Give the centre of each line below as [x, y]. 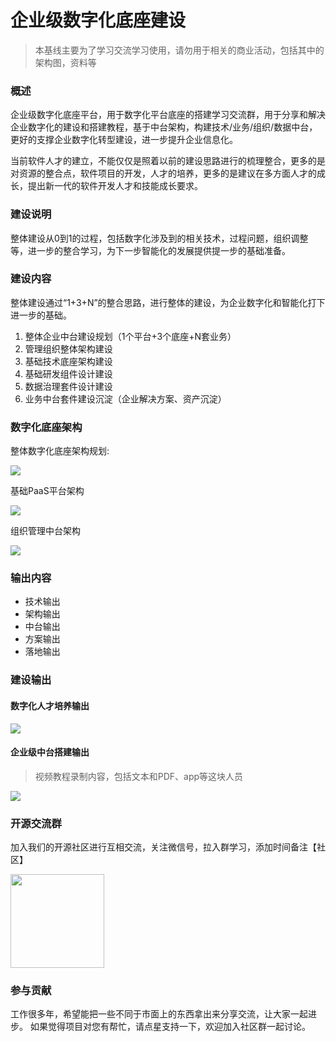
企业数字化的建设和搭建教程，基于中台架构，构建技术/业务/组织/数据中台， [164, 127]
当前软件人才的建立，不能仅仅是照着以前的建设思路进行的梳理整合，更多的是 [168, 161]
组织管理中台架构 [45, 531]
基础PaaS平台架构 [47, 491]
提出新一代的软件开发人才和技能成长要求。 [115, 186]
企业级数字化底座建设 [98, 20]
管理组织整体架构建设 [68, 348]
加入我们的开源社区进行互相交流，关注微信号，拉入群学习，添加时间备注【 [163, 847]
